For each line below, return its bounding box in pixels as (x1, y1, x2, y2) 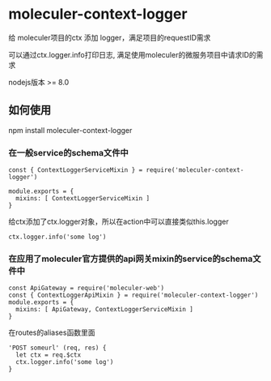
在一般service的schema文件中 (8, 147, 129, 158)
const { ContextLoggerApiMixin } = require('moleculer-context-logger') (8, 291, 259, 300)
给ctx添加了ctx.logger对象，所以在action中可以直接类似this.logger (8, 216, 229, 227)
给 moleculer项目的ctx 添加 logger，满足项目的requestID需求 (8, 32, 211, 42)
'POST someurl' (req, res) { (8, 344, 107, 353)
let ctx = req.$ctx (15, 351, 82, 359)
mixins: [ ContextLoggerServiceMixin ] (15, 195, 150, 203)
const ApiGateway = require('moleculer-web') (8, 285, 164, 293)
